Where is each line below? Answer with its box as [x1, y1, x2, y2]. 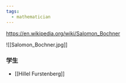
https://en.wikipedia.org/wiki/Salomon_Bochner [6, 30, 121, 37]
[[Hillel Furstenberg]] [14, 70, 65, 77]
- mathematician [11, 14, 51, 20]
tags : [6, 8, 19, 15]
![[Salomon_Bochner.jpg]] [6, 41, 68, 48]
